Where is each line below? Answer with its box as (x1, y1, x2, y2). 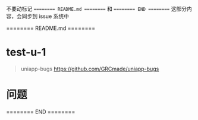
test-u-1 (6, 45, 46, 59)
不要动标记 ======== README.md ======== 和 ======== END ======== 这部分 (6, 5, 187, 12)
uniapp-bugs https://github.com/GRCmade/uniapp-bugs (20, 65, 159, 72)
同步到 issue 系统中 (21, 13, 70, 20)
